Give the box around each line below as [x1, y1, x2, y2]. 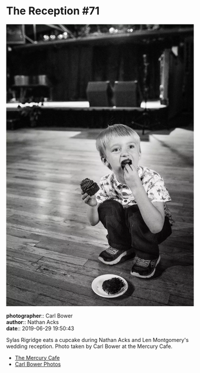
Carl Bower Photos [14, 360, 61, 368]
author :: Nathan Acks [6, 318, 60, 325]
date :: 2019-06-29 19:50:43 [6, 325, 74, 332]
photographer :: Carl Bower [6, 312, 73, 319]
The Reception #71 [6, 4, 100, 18]
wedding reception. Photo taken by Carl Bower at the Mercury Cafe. [6, 343, 173, 350]
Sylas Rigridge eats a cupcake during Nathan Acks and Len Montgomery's [6, 336, 189, 343]
